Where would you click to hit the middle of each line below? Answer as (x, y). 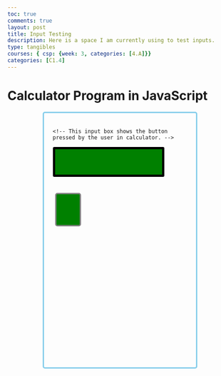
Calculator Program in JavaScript (108, 95)
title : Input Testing (40, 34)
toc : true (22, 14)
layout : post (27, 27)
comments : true (30, 21)
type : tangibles (31, 47)
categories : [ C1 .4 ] (36, 61)
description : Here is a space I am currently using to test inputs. (111, 41)
